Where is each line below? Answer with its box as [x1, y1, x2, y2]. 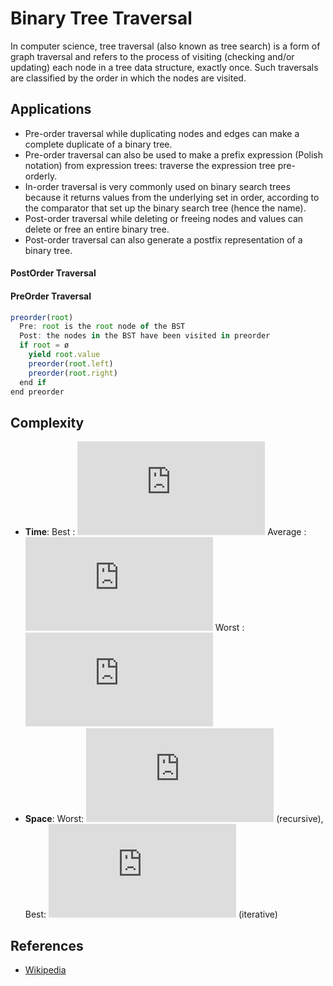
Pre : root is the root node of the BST [19, 322, 186, 332]
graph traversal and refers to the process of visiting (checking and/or [10, 50, 295, 62]
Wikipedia [24, 964, 67, 976]
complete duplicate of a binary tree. [24, 138, 173, 150]
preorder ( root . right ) [28, 368, 118, 378]
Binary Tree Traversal [10, 7, 193, 30]
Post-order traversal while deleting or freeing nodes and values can [24, 212, 304, 224]
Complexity [10, 414, 85, 431]
